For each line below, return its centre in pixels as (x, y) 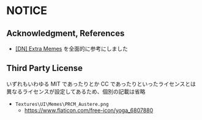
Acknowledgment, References (65, 33)
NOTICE (27, 11)
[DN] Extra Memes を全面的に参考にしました (72, 49)
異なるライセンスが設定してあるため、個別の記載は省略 (76, 91)
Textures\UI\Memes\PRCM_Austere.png (62, 104)
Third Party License (45, 68)
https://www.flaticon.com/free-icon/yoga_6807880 (89, 110)
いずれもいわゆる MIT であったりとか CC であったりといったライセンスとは (101, 84)
